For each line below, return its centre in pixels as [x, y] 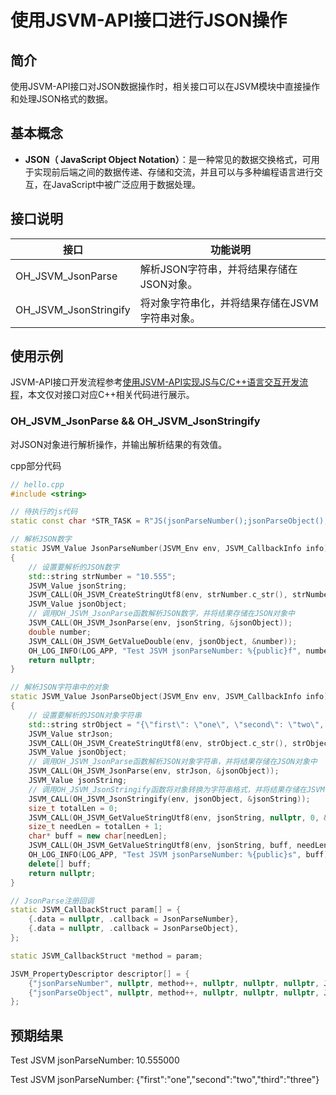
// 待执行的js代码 [44, 512]
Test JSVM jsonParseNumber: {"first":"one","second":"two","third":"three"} [165, 1080]
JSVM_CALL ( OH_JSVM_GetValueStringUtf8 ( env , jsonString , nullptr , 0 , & [178, 817]
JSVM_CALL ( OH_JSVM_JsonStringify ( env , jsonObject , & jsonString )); [169, 799]
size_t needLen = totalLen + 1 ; [95, 827]
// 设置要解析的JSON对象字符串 [85, 715]
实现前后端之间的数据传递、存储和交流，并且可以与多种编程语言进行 [174, 172]
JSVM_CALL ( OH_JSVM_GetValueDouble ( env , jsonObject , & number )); [163, 641]
